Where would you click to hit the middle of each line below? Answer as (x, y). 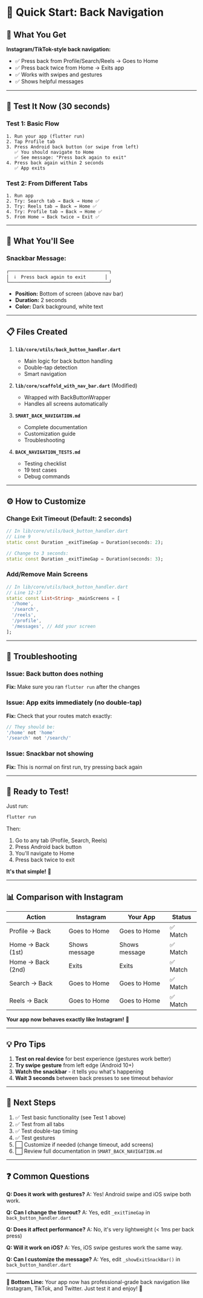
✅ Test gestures (35, 1138)
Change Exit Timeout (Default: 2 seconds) (69, 518)
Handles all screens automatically (66, 404)
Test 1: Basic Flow (33, 124)
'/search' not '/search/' (39, 738)
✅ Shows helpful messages (49, 81)
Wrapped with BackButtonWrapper (67, 397)
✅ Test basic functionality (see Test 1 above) (70, 1117)
